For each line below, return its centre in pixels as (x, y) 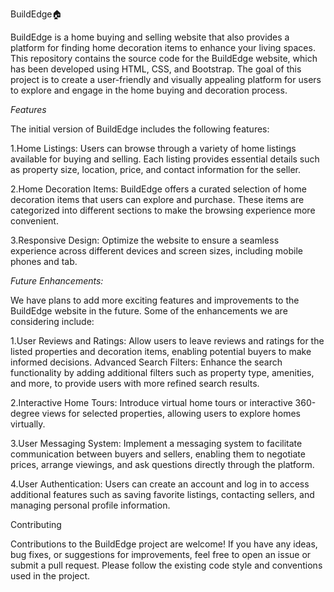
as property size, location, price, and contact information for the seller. (156, 169)
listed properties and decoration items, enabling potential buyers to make (161, 351)
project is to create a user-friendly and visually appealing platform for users (166, 79)
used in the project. (50, 576)
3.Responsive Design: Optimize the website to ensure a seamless (145, 240)
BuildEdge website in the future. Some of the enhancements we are (149, 311)
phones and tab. (44, 261)
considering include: (52, 321)
